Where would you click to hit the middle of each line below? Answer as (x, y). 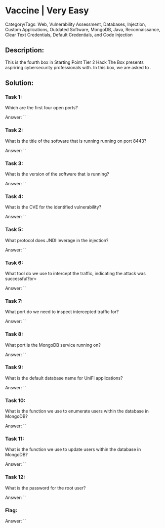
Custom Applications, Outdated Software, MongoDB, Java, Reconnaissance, (83, 29)
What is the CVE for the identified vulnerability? (53, 207)
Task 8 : (14, 334)
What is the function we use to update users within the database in (73, 449)
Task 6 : (14, 263)
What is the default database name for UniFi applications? (64, 378)
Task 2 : (14, 130)
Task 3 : (14, 163)
